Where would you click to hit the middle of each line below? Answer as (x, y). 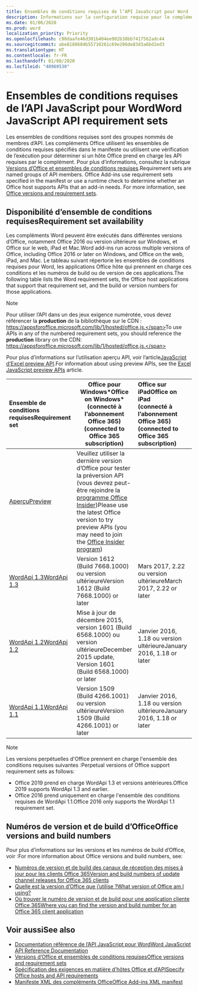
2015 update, (95, 657)
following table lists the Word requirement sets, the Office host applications (97, 279)
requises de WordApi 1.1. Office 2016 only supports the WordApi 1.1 (95, 802)
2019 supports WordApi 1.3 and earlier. (62, 789)
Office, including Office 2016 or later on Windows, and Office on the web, (95, 254)
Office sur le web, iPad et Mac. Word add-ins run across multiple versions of (98, 248)
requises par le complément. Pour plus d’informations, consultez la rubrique (98, 162)
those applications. (29, 292)
